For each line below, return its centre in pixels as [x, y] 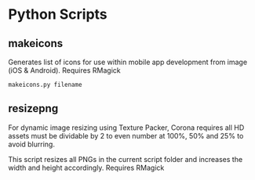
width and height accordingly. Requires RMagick [86, 167]
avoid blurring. [31, 144]
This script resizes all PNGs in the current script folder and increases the [126, 159]
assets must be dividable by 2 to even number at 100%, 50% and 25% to [126, 135]
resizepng [33, 108]
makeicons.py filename [45, 85]
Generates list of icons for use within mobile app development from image [128, 62]
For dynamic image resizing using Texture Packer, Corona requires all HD [126, 128]
